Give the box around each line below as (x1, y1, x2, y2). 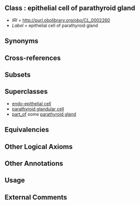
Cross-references (4, 54, 61, 62)
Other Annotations (4, 159, 63, 168)
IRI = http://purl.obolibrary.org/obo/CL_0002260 (11, 17, 110, 23)
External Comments (4, 193, 67, 202)
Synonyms (4, 37, 39, 45)
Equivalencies (4, 126, 49, 134)
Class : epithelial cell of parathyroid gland (4, 4, 136, 12)
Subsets (4, 70, 31, 79)
